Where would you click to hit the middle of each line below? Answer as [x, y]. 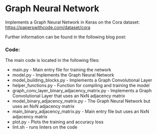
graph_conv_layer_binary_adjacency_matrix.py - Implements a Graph [82, 91]
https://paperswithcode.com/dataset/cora [48, 27]
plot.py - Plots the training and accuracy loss [58, 122]
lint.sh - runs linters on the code [45, 127]
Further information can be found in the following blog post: [66, 37]
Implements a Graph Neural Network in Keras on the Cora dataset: [72, 22]
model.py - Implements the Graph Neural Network [63, 75]
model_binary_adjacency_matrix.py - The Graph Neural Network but [81, 101]
